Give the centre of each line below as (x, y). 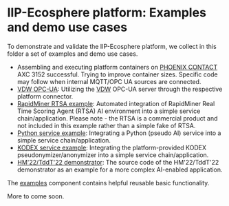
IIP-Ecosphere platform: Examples (107, 13)
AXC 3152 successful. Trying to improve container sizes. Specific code (117, 74)
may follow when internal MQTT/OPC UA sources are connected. (109, 81)
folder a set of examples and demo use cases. (73, 54)
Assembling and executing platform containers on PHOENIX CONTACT (117, 67)
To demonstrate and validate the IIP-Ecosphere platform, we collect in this (112, 46)
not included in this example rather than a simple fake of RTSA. (106, 125)
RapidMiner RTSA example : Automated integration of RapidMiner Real (116, 103)
